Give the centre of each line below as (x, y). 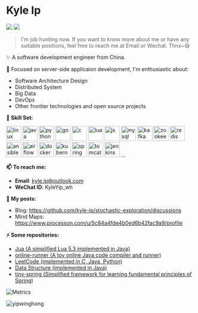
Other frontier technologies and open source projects (80, 106)
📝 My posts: (21, 198)
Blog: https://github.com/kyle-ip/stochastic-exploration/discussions (98, 210)
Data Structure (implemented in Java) (61, 268)
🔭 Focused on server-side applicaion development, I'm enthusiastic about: (98, 69)
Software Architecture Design (51, 81)
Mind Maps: (30, 216)
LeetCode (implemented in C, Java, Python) (69, 261)
